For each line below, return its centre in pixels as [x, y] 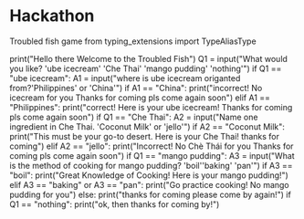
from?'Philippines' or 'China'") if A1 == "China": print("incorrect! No [136, 88]
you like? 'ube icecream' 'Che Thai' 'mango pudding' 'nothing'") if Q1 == [146, 68]
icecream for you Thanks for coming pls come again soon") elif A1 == [140, 98]
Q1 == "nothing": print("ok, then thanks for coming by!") [115, 204]
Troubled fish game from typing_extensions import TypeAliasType [133, 41]
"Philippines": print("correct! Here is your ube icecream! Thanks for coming [151, 107]
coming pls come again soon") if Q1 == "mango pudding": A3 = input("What [152, 155]
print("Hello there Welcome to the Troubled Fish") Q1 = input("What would [148, 58]
